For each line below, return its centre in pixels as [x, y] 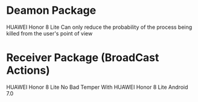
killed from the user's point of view [49, 33]
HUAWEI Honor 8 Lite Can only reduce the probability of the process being [99, 27]
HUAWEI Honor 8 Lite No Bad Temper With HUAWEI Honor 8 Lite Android [97, 87]
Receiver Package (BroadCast [83, 58]
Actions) [28, 70]
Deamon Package [51, 10]
